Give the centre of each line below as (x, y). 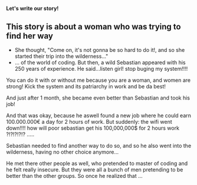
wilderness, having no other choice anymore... (63, 152)
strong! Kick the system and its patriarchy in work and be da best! (86, 87)
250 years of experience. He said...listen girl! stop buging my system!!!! (101, 69)
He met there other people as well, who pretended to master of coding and (97, 163)
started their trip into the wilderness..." (61, 57)
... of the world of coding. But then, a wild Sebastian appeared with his (100, 62)
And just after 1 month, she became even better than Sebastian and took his (98, 98)
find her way (29, 36)
